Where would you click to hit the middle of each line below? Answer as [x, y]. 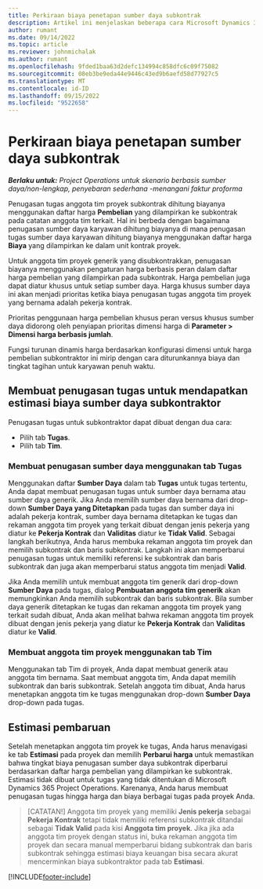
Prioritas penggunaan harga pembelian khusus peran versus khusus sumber [131, 318]
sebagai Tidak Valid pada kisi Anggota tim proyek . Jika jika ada [131, 829]
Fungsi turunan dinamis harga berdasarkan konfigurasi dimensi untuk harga [130, 349]
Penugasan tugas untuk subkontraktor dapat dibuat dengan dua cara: [120, 422]
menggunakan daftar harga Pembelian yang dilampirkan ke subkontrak [123, 212]
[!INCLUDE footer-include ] [50, 877]
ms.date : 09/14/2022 [42, 37]
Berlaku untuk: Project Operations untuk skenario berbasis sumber [117, 181]
